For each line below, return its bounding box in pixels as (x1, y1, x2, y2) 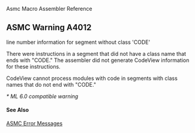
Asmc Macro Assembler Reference (6, 5, 92, 12)
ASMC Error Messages (6, 120, 63, 127)
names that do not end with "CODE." (6, 81, 97, 88)
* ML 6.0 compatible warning (6, 93, 79, 100)
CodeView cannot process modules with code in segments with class (6, 75, 178, 82)
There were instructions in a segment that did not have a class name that (6, 50, 187, 57)
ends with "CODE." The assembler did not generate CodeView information (6, 57, 190, 64)
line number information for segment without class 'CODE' (6, 39, 151, 46)
